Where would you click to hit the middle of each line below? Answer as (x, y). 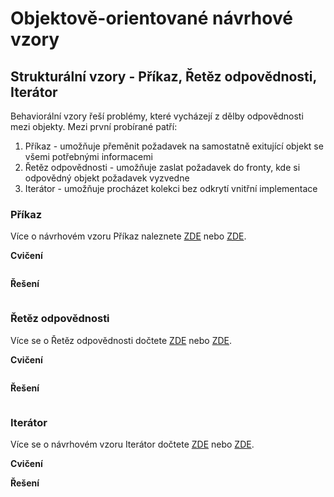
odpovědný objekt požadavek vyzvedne (107, 178)
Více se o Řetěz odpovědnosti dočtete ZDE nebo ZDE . (121, 340)
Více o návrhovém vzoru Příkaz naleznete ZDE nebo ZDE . (128, 236)
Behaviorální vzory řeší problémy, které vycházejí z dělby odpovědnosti (157, 116)
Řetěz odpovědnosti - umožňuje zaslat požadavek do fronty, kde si (162, 167)
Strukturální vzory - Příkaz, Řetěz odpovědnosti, (163, 76)
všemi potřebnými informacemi (88, 156)
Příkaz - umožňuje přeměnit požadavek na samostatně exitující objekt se (174, 146)
